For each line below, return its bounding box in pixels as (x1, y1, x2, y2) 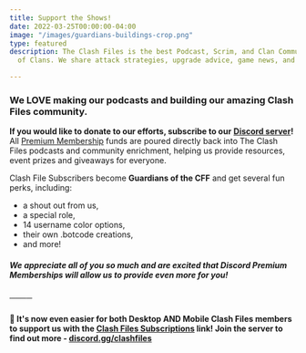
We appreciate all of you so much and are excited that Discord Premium (9, 259, 288, 270)
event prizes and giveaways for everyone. (9, 155, 167, 166)
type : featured (9, 38, 67, 48)
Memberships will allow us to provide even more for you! (9, 269, 229, 280)
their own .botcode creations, (22, 229, 134, 240)
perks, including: (9, 182, 73, 193)
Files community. (9, 105, 88, 118)
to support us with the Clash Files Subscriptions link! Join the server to (9, 323, 284, 334)
